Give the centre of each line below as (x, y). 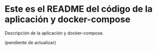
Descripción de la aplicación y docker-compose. (54, 33)
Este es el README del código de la (78, 9)
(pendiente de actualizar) (31, 42)
